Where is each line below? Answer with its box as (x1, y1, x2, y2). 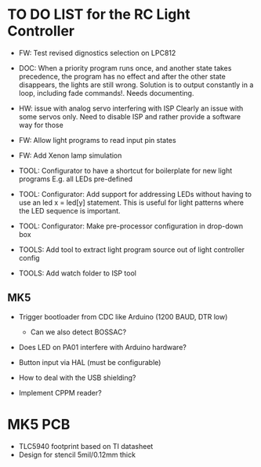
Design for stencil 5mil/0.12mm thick (18, 450, 136, 459)
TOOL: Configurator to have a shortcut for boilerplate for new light (18, 166, 233, 175)
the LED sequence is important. (18, 206, 121, 215)
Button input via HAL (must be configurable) (18, 357, 161, 367)
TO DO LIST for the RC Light (7, 5, 190, 24)
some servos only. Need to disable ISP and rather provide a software (18, 111, 241, 121)
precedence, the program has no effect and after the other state (18, 71, 227, 81)
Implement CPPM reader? (18, 388, 103, 397)
